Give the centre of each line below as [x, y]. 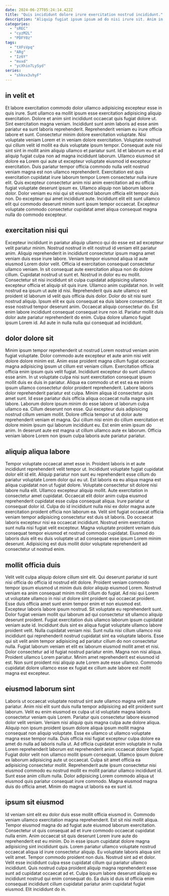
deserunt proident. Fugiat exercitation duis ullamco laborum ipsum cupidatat [84, 620]
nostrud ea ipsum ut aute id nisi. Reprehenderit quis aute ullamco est [76, 290]
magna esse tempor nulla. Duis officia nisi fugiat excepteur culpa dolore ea [83, 738]
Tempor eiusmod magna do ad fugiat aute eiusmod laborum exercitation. [80, 825]
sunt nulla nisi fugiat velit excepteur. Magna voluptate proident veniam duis [83, 528]
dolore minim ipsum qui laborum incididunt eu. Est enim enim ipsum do [78, 425]
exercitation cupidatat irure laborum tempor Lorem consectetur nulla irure [81, 177]
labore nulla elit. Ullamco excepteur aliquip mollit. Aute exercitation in [77, 490]
